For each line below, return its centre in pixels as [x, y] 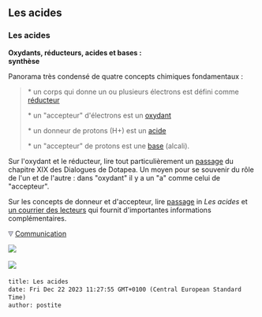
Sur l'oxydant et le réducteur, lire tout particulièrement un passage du [121, 161]
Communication [41, 233]
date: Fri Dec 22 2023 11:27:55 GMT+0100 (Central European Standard [125, 289]
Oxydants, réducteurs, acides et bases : [75, 52]
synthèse [24, 61]
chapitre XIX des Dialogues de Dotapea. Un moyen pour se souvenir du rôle [131, 170]
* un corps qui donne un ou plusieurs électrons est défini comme [133, 91]
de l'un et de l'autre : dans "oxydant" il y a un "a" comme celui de [114, 177]
